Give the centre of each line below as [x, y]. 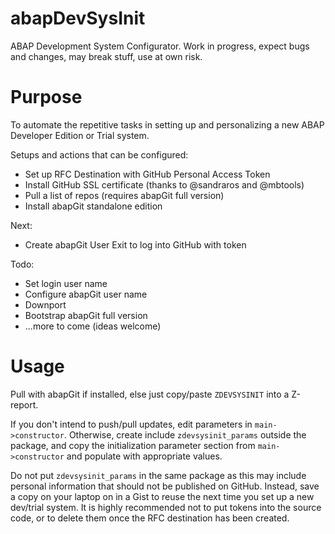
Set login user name [66, 283]
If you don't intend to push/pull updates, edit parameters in [131, 424]
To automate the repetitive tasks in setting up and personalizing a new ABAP [167, 124]
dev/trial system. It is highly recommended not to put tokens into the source [166, 507]
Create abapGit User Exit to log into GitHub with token [135, 244]
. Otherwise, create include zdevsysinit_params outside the [185, 434]
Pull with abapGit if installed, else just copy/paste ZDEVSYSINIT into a [150, 394]
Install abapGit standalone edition [93, 206]
